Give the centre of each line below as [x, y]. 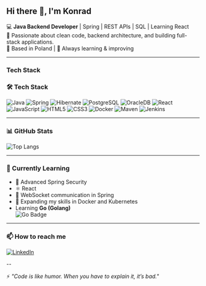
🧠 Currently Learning [38, 168]
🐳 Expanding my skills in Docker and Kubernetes [76, 201]
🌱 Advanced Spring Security [51, 182]
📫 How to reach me [36, 236]
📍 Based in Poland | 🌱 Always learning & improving [70, 48]
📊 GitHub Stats [30, 131]
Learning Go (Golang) [43, 208]
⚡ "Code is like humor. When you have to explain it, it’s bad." [83, 276]
